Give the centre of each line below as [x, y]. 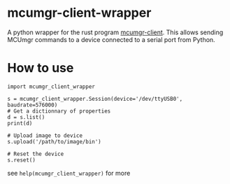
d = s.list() [26, 117]
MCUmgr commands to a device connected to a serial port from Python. [111, 39]
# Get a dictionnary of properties [59, 111]
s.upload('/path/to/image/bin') [54, 141]
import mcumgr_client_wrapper [51, 86]
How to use [41, 68]
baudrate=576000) [33, 105]
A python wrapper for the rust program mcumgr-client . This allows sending [115, 32]
